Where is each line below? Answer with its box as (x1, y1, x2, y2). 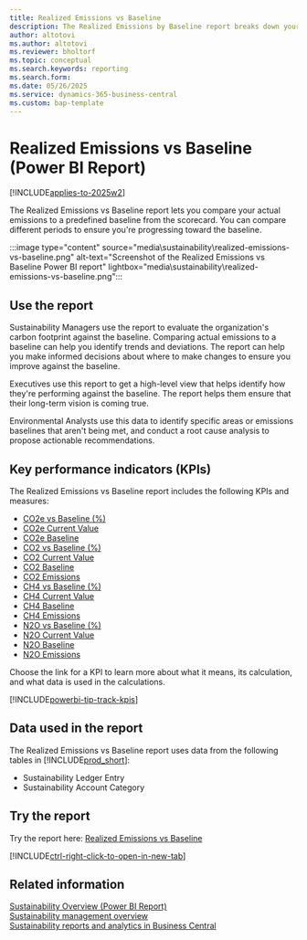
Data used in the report (9, 721, 143, 736)
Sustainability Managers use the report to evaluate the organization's (9, 322, 270, 333)
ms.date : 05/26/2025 (9, 81, 89, 90)
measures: (9, 495, 49, 506)
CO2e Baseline (22, 532, 79, 544)
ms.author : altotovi (9, 38, 89, 48)
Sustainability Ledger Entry (22, 772, 125, 783)
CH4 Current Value (22, 590, 95, 601)
